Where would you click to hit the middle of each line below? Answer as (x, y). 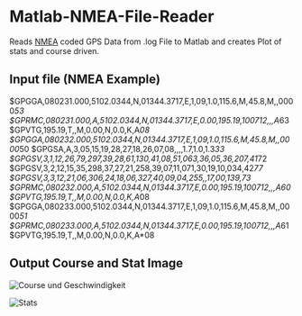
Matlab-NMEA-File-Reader (112, 17)
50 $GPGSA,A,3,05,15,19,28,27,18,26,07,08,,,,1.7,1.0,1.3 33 (122, 149)
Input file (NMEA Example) (85, 80)
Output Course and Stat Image (96, 263)
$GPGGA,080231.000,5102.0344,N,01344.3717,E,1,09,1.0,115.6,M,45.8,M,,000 (151, 101)
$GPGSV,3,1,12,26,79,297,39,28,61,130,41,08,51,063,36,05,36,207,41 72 (138, 158)
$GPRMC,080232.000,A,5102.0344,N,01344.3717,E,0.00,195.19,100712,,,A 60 (150, 187)
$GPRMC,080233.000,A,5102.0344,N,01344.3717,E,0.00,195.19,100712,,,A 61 (149, 225)
